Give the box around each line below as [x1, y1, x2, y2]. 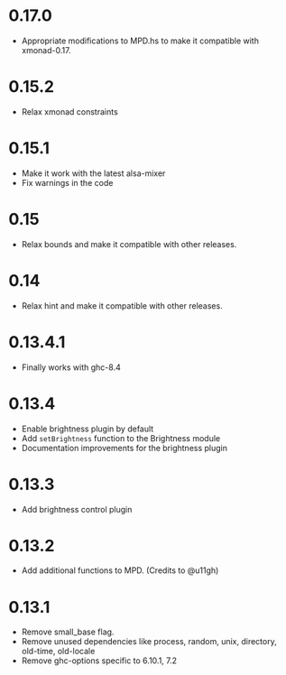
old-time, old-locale [21, 646, 96, 657]
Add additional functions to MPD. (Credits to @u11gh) [21, 565, 219, 576]
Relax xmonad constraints [21, 106, 118, 117]
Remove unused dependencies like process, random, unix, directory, [21, 636, 277, 647]
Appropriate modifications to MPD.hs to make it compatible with [21, 35, 259, 46]
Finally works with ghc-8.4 [21, 362, 121, 373]
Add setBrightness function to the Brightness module [21, 432, 221, 443]
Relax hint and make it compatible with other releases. [21, 300, 223, 311]
